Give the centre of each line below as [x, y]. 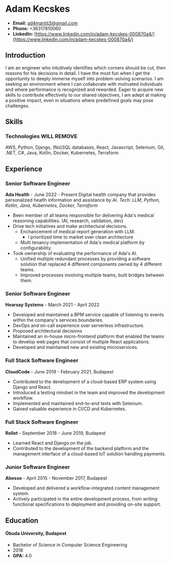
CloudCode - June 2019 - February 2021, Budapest [59, 371]
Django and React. [32, 387]
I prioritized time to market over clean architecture [81, 237]
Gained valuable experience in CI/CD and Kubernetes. [69, 409]
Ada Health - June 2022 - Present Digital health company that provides [81, 195]
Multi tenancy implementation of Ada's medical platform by [82, 243]
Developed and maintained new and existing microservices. [76, 347]
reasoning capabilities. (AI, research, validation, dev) [68, 221]
